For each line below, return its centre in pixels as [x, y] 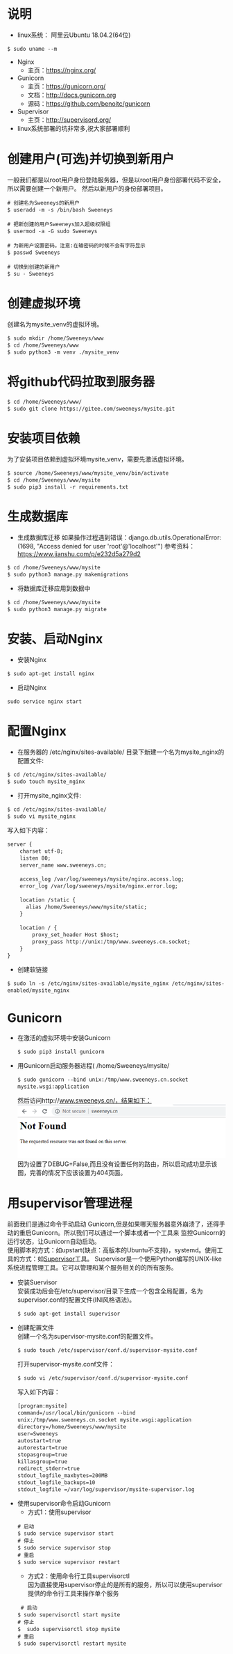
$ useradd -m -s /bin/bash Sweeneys [60, 210]
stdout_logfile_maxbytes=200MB [62, 1475]
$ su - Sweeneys [31, 274]
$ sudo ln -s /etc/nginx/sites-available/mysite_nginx [88, 983]
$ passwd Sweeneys [34, 252]
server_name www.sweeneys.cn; [63, 865]
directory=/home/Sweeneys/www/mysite [72, 1427]
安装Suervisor [37, 1282]
